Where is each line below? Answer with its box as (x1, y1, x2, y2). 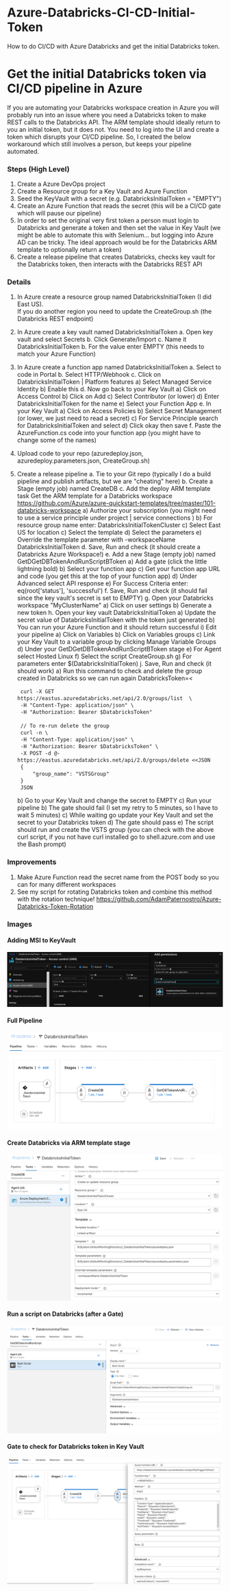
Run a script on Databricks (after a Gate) (7, 1310, 124, 1319)
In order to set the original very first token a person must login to (16, 216, 200, 224)
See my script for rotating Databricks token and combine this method (16, 887, 212, 896)
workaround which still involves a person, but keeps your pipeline (7, 139, 192, 148)
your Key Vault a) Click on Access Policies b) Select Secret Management (16, 407, 222, 415)
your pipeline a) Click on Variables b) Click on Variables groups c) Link (16, 630, 216, 639)
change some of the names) (16, 436, 97, 444)
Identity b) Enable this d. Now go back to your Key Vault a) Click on (16, 385, 207, 393)
